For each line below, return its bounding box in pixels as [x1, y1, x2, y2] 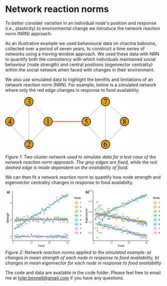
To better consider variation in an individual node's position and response [5, 20, 156, 26]
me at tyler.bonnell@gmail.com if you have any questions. [5, 275, 124, 281]
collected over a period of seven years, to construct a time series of [5, 45, 145, 51]
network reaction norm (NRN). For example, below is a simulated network [5, 81, 156, 88]
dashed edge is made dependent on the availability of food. [5, 164, 129, 170]
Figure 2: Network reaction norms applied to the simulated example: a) [5, 250, 151, 256]
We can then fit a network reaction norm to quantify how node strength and [5, 174, 161, 180]
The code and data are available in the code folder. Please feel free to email [5, 270, 161, 276]
